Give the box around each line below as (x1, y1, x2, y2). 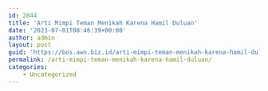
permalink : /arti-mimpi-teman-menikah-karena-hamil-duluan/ (8, 56, 213, 64)
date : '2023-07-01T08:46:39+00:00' (8, 26, 127, 34)
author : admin (8, 33, 56, 42)
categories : (8, 63, 48, 71)
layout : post (8, 41, 52, 49)
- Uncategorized (22, 70, 77, 78)
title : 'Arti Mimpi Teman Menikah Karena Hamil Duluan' (8, 19, 198, 27)
